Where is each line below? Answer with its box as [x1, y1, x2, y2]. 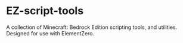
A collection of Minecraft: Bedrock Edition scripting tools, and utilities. [6, 24, 178, 31]
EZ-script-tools [6, 4, 84, 18]
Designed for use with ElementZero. [6, 29, 95, 37]
